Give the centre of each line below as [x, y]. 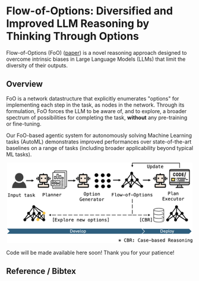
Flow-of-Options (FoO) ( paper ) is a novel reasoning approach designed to [97, 52]
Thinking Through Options [73, 36]
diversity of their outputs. [37, 65]
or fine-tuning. [24, 124]
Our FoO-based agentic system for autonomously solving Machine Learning [99, 135]
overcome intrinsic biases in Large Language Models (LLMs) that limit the [96, 59]
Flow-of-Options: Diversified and [90, 11]
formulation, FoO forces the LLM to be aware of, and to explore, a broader [97, 111]
